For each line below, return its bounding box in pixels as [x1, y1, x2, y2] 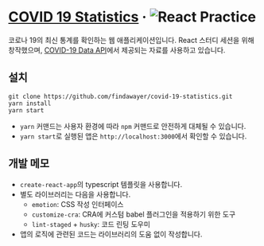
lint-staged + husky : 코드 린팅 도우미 [31, 219, 151, 228]
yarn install [8, 100, 52, 107]
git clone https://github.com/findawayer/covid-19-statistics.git [8, 92, 233, 100]
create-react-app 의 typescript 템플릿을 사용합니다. [19, 179, 183, 189]
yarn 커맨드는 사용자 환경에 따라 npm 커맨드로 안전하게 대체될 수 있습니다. [19, 121, 247, 131]
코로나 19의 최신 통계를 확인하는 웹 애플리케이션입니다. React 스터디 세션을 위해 [8, 35, 254, 45]
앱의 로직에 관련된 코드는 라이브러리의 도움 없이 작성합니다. [19, 229, 203, 239]
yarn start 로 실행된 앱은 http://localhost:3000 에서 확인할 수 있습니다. [19, 131, 247, 141]
